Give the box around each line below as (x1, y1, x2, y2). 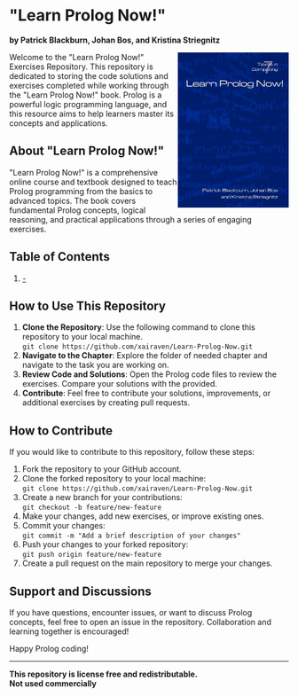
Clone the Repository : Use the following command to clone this (21, 322, 255, 333)
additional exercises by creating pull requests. (21, 397, 191, 408)
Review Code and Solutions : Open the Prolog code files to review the (21, 369, 278, 380)
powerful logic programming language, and (9, 98, 168, 109)
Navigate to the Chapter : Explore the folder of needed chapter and (21, 350, 268, 361)
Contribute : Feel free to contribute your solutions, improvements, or (21, 388, 271, 399)
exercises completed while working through (9, 80, 169, 90)
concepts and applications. (9, 117, 108, 129)
